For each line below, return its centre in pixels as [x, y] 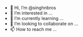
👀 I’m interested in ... [31, 13]
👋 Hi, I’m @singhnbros [33, 8]
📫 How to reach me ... [33, 29]
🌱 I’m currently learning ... [37, 18]
